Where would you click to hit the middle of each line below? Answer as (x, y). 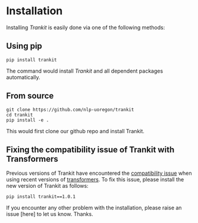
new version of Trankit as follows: (47, 186)
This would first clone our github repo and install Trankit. (75, 131)
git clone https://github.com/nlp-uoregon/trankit (70, 109)
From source (30, 96)
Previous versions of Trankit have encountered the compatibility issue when (99, 173)
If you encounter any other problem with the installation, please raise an (94, 208)
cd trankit (20, 115)
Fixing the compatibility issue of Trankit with (90, 150)
